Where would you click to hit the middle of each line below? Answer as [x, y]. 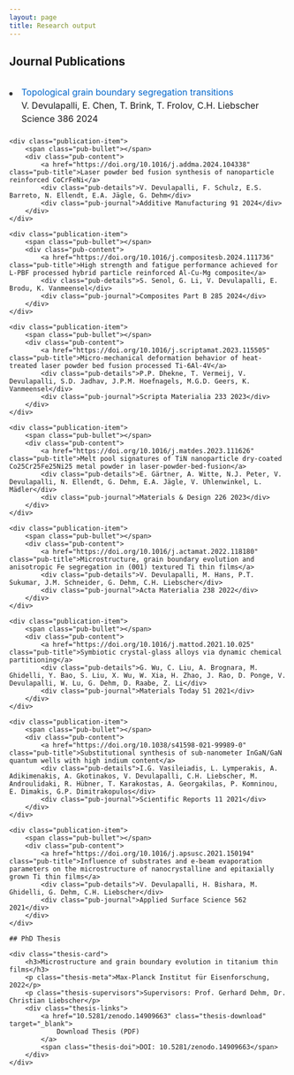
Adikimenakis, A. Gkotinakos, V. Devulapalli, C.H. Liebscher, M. [134, 776]
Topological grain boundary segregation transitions [128, 92]
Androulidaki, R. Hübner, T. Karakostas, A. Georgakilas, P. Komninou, [143, 784]
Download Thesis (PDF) [98, 1032]
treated [23, 366]
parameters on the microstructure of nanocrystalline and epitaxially [142, 869]
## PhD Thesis [35, 939]
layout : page [33, 17]
